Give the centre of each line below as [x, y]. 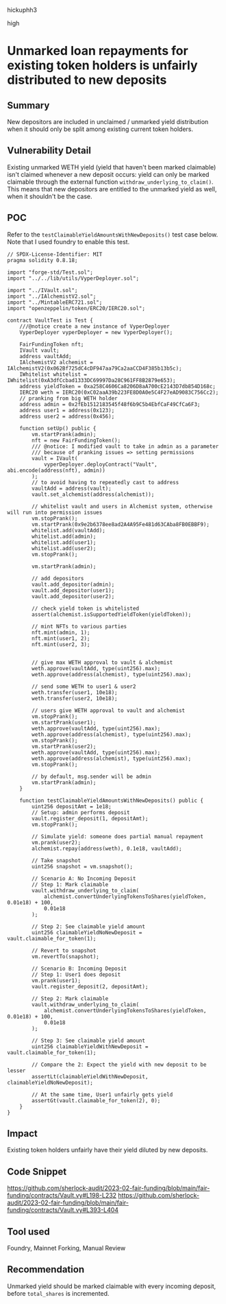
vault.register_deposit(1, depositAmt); [90, 818]
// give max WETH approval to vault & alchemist [102, 662]
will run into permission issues [55, 512]
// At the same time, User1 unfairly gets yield [102, 1094]
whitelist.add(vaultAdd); [69, 530]
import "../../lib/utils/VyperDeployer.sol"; [73, 278]
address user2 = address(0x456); [67, 416]
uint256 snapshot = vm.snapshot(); [83, 866]
